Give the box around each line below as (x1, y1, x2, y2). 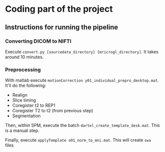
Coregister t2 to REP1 (12, 102, 55, 108)
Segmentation (12, 113, 41, 119)
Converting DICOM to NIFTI (5, 38, 72, 45)
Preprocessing (5, 66, 41, 73)
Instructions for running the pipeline (5, 23, 118, 31)
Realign (12, 92, 28, 98)
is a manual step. (5, 127, 39, 133)
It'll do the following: (5, 82, 47, 89)
